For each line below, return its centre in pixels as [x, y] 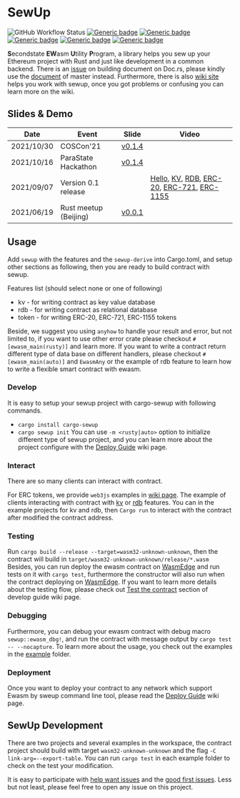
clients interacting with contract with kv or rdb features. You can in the [111, 502]
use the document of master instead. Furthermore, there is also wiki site [113, 76]
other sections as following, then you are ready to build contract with [109, 267]
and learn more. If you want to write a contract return [148, 346]
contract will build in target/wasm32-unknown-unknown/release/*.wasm [108, 559]
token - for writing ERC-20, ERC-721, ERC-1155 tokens [97, 317]
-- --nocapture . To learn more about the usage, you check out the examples [120, 646]
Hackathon [79, 166]
